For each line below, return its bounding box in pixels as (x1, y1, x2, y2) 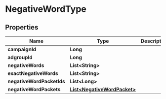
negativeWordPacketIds (7, 78, 65, 85)
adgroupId (7, 54, 33, 61)
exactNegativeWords (7, 70, 58, 77)
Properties (5, 23, 39, 32)
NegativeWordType (5, 3, 86, 15)
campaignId (7, 46, 36, 53)
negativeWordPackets (7, 86, 61, 93)
